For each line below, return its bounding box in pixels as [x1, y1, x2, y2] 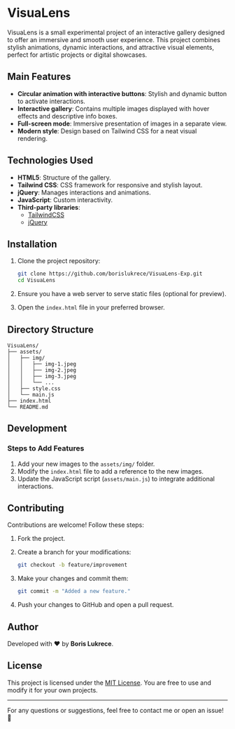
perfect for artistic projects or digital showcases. [7, 51, 148, 59]
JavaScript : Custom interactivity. [17, 195, 113, 204]
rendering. [17, 134, 48, 142]
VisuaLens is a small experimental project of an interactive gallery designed [7, 28, 225, 36]
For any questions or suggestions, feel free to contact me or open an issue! [7, 706, 224, 714]
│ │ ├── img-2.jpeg [7, 366, 77, 373]
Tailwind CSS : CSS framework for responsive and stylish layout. [17, 180, 203, 189]
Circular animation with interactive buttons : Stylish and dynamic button [17, 89, 227, 98]
